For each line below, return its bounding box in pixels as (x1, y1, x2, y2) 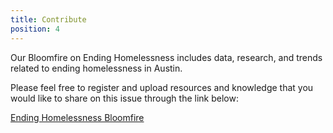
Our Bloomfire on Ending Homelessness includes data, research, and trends (10, 51, 323, 63)
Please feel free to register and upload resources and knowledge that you (10, 81, 314, 93)
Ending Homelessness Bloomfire (10, 111, 145, 123)
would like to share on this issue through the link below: (10, 92, 239, 104)
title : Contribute (10, 14, 87, 25)
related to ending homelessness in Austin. (10, 62, 183, 74)
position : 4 (10, 24, 60, 34)
